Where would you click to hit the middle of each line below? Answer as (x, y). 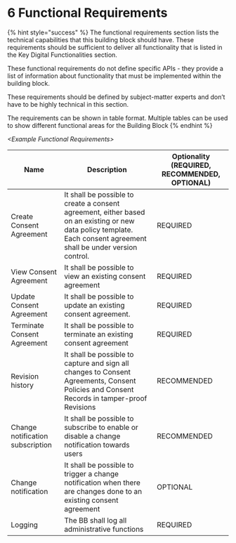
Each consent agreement (106, 238)
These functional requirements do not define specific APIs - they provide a (115, 68)
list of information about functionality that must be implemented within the (114, 76)
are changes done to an (103, 491)
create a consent (92, 203)
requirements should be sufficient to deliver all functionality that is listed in (115, 47)
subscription (32, 445)
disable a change (92, 436)
